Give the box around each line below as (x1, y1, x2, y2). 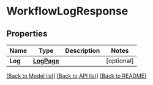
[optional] (106, 56, 135, 65)
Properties (6, 29, 48, 39)
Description (65, 47, 100, 55)
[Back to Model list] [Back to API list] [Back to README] (6, 72, 147, 80)
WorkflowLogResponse (6, 4, 129, 18)
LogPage (32, 56, 59, 65)
